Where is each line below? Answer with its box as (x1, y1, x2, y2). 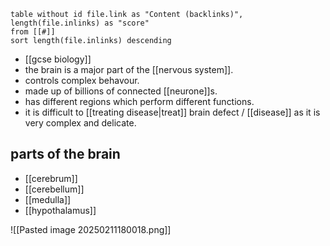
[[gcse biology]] (24, 53, 92, 65)
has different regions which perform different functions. (24, 96, 255, 107)
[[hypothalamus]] (24, 204, 97, 216)
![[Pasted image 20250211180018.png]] (10, 223, 172, 235)
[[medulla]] (24, 193, 72, 205)
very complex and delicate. (24, 117, 137, 129)
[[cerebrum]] (24, 172, 78, 184)
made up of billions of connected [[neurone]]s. (24, 85, 218, 97)
